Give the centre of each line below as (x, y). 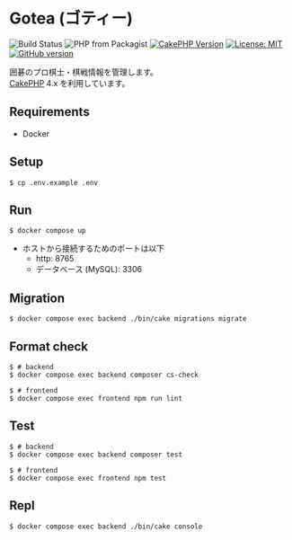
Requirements (49, 112)
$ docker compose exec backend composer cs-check (104, 375)
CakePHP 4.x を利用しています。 (70, 83)
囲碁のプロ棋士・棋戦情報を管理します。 (84, 72)
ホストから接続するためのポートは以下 (93, 249)
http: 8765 (55, 259)
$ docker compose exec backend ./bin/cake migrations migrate (128, 319)
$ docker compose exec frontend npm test (88, 478)
